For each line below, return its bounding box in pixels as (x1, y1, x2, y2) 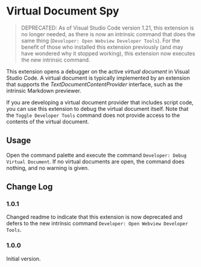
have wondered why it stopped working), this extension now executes (21, 49, 196, 57)
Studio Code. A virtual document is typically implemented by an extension (6, 74, 190, 81)
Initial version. (6, 255, 41, 262)
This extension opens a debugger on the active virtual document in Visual (6, 68, 190, 75)
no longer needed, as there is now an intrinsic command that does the (21, 30, 196, 37)
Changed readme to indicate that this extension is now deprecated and (6, 213, 183, 221)
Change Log (6, 182, 53, 192)
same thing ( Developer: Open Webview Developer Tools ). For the (21, 37, 180, 44)
